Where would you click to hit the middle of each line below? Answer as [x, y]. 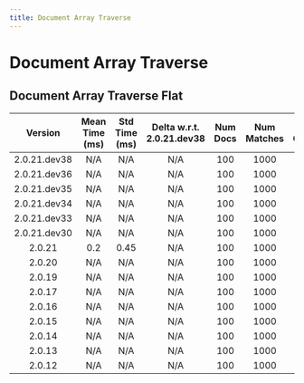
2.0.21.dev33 [43, 218]
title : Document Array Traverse [70, 18]
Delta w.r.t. [176, 127]
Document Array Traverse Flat [96, 96]
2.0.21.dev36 [43, 174]
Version [43, 132]
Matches [265, 139]
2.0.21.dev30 [43, 233]
